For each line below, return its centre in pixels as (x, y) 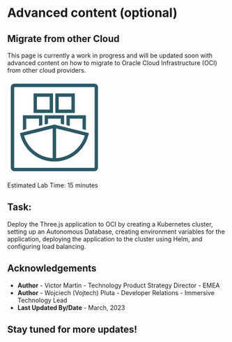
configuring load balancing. (47, 246)
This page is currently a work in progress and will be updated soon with (110, 55)
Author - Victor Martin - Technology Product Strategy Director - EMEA (119, 285)
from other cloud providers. (47, 70)
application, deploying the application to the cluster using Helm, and (105, 238)
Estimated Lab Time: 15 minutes (53, 185)
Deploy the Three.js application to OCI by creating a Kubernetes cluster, (110, 224)
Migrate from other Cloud (63, 39)
